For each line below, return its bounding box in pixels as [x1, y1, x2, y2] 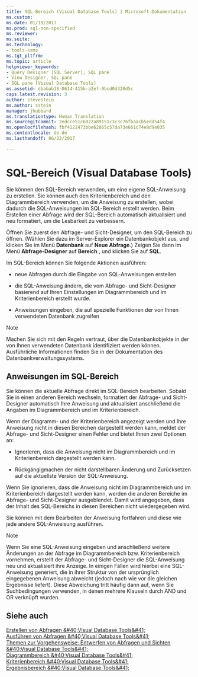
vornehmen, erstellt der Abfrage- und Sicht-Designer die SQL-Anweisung [6, 555, 185, 563]
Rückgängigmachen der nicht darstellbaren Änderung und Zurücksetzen [14, 466, 191, 473]
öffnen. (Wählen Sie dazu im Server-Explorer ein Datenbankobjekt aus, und [6, 235, 189, 242]
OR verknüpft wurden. [6, 593, 60, 601]
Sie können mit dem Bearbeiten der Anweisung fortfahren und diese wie [6, 514, 182, 521]
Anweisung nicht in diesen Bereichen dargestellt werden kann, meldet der [6, 424, 186, 431]
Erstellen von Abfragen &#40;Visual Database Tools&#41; [6, 627, 146, 634]
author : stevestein [6, 97, 54, 103]
